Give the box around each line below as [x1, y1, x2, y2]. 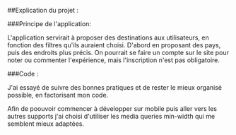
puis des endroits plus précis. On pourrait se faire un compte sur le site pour [7, 49, 230, 57]
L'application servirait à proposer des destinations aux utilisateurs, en [7, 33, 210, 42]
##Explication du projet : [7, 6, 79, 14]
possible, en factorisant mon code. [7, 91, 109, 99]
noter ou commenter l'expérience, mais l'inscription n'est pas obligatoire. [7, 56, 220, 64]
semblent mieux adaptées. [7, 119, 85, 128]
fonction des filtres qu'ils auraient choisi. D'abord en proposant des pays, [7, 41, 221, 49]
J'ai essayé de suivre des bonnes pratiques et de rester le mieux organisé [7, 83, 223, 91]
